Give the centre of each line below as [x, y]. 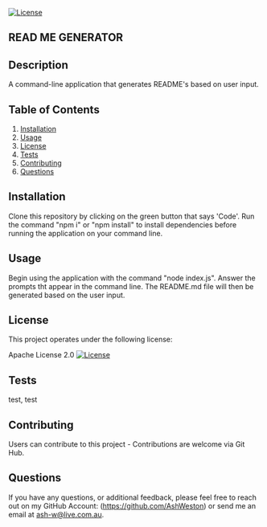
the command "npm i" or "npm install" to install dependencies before [123, 224]
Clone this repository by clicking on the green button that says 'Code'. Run [131, 216]
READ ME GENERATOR [66, 37]
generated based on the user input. [67, 295]
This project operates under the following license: [90, 339]
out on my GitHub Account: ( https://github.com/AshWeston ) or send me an [132, 505]
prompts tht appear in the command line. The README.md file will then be [131, 286]
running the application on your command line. [86, 233]
